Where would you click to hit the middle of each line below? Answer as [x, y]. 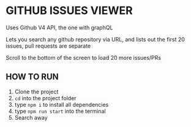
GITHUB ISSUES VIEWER [69, 11]
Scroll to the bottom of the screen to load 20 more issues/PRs [84, 57]
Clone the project [36, 92]
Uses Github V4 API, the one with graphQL [59, 27]
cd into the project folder [46, 98]
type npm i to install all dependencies [62, 104]
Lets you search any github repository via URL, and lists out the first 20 [95, 39]
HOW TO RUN [32, 77]
